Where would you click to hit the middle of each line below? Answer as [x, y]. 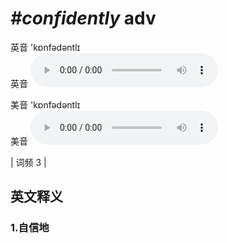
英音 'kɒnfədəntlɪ [45, 47]
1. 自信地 [30, 228]
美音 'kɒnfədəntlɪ [45, 104]
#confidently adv [83, 18]
